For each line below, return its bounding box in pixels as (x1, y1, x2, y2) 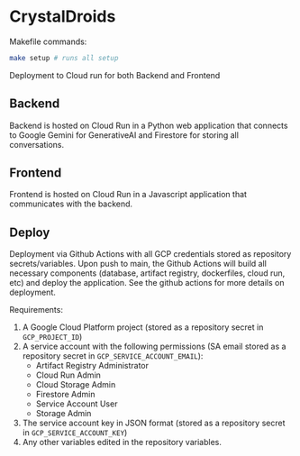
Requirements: (9, 305, 63, 315)
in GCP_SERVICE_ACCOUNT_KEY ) (22, 427, 128, 438)
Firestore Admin (35, 389, 95, 400)
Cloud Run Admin (35, 369, 102, 380)
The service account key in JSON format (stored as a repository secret (22, 417, 286, 429)
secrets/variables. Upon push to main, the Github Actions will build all (9, 259, 268, 269)
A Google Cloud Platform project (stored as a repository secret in (22, 322, 264, 333)
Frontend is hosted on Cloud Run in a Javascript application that (9, 189, 248, 200)
